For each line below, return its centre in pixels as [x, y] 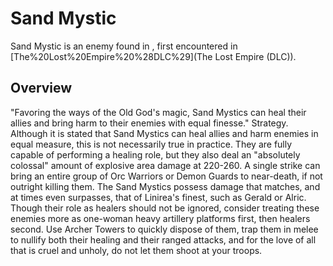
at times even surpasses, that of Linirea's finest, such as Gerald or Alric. [158, 197]
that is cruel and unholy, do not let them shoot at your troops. [136, 250]
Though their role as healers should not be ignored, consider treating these [165, 208]
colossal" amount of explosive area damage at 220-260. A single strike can [165, 165]
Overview [41, 88]
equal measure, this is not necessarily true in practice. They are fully [151, 144]
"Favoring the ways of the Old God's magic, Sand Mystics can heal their [158, 112]
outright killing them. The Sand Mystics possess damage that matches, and [165, 186]
